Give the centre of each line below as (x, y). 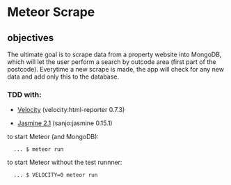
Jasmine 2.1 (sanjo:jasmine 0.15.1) (65, 123)
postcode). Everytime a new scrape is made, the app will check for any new (116, 69)
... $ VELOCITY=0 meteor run (56, 175)
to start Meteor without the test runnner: (65, 162)
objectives (31, 38)
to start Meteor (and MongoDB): (53, 137)
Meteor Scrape (51, 12)
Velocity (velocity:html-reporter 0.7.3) (71, 110)
